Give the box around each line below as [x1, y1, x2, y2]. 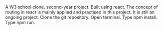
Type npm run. [5, 19, 35, 25]
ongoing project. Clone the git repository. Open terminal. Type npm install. [5, 15, 158, 20]
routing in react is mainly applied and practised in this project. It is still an [5, 9, 155, 15]
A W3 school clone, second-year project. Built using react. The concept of [5, 4, 158, 10]
